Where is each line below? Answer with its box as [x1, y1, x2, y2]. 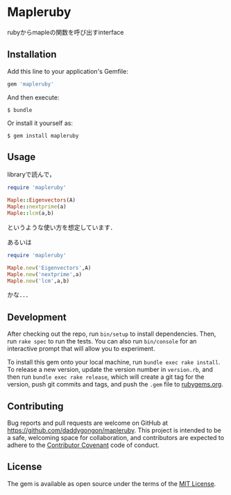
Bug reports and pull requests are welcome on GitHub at [7, 419, 169, 428]
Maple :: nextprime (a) [7, 203, 67, 211]
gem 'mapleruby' [7, 81, 54, 88]
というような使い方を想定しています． [7, 223, 117, 232]
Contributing [7, 400, 64, 412]
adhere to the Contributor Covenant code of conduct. [7, 441, 160, 449]
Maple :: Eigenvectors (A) [7, 197, 76, 204]
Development [7, 311, 67, 323]
